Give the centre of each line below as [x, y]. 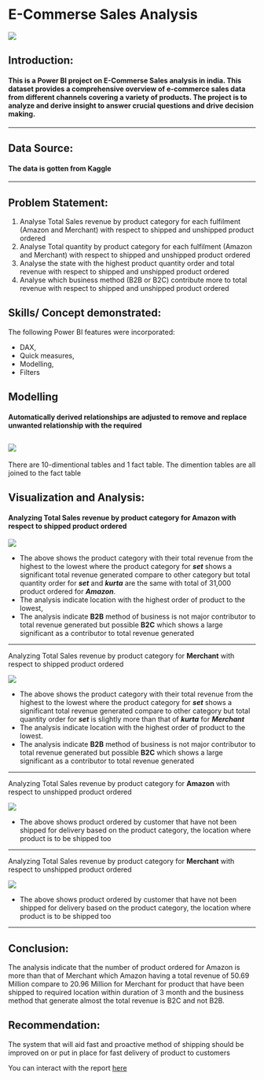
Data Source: [40, 148]
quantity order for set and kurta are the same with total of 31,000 [125, 583]
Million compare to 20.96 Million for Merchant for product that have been [126, 983]
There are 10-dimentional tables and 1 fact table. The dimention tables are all [132, 465]
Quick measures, [47, 355]
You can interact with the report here [68, 1067]
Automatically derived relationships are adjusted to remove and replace [128, 417]
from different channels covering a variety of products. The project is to [128, 97]
